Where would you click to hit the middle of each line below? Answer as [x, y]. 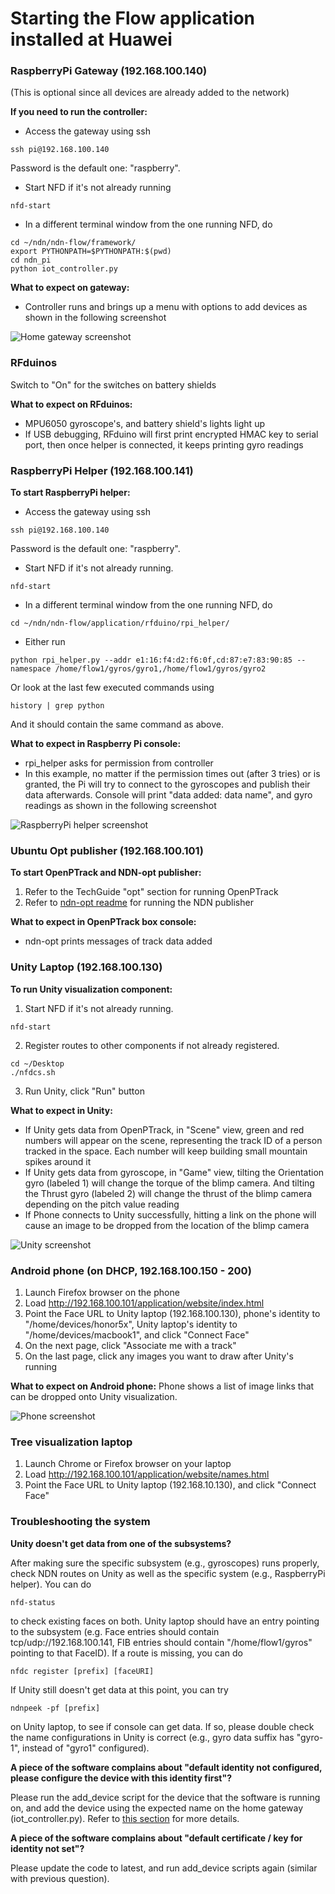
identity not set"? [47, 1848]
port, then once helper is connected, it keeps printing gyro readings [164, 444]
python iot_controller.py [64, 269]
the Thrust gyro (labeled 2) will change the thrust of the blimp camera [168, 1193]
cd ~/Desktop [37, 1063]
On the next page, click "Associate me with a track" [130, 1345]
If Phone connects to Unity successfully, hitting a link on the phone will [170, 1214]
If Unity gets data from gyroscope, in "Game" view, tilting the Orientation [174, 1172]
